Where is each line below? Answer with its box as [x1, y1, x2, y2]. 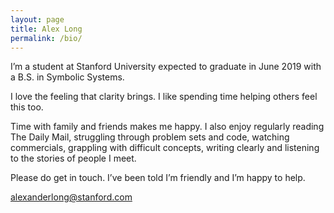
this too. [10, 101, 44, 113]
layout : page [10, 14, 65, 25]
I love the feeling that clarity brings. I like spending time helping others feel [10, 91, 318, 103]
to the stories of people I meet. [10, 152, 137, 165]
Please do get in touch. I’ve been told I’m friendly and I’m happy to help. [10, 172, 306, 184]
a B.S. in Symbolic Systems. [10, 71, 125, 83]
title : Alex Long [10, 24, 83, 34]
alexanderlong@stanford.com [10, 191, 133, 203]
